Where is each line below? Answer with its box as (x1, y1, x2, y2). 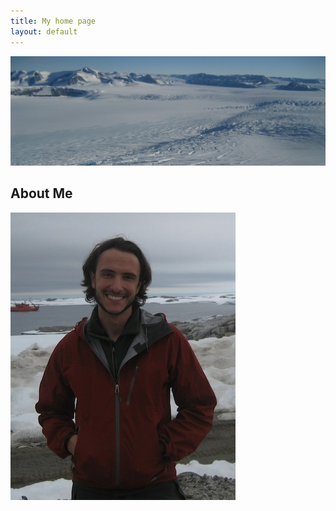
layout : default (10, 26, 78, 37)
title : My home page (10, 16, 97, 26)
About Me (10, 185, 73, 202)
